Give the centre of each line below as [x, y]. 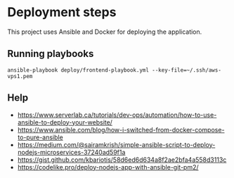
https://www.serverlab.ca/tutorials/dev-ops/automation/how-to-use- [117, 115]
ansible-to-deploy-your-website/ [65, 122]
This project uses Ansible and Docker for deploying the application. [105, 32]
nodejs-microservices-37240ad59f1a [71, 152]
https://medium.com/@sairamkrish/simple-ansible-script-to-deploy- [116, 144]
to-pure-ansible [40, 137]
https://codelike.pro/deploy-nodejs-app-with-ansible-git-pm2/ [108, 167]
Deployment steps [62, 12]
